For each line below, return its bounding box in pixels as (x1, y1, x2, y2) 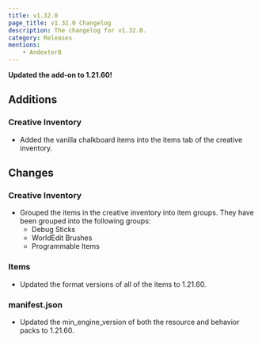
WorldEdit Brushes (31, 233, 93, 242)
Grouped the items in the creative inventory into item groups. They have (19, 208, 255, 218)
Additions (8, 93, 58, 107)
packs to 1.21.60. (19, 326, 74, 335)
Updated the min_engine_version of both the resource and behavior (19, 317, 240, 326)
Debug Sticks (31, 225, 76, 234)
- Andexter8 (22, 48, 62, 56)
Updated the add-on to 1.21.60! (8, 71, 112, 79)
